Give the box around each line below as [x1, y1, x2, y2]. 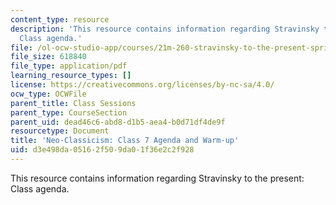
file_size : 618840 [10, 52, 87, 62]
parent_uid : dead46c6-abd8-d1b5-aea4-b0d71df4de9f [10, 117, 226, 127]
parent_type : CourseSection [10, 107, 128, 118]
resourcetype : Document [10, 126, 110, 136]
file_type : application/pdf [10, 61, 128, 71]
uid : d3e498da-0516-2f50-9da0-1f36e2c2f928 [10, 145, 195, 155]
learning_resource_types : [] [10, 71, 132, 81]
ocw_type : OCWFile [10, 89, 87, 99]
